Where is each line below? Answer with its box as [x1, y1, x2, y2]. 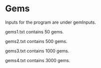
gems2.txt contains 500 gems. [5, 38, 68, 44]
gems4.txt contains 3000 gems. [5, 57, 70, 63]
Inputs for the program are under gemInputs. [5, 19, 97, 25]
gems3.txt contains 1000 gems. [5, 48, 69, 54]
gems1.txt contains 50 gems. [5, 29, 64, 34]
